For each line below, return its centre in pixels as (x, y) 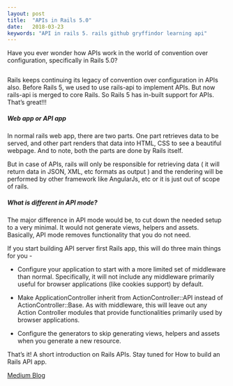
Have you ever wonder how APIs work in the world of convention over (108, 53)
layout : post (26, 14)
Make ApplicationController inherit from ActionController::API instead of (120, 298)
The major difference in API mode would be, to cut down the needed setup (114, 220)
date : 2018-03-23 (36, 27)
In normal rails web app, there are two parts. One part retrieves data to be (113, 136)
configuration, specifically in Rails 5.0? (62, 61)
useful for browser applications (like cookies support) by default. (110, 284)
